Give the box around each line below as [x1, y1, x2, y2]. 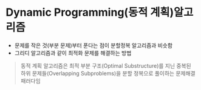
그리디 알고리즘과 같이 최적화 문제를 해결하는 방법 [14, 49, 132, 56]
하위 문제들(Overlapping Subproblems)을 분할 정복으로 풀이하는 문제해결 [20, 69, 196, 77]
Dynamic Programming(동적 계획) [5, 5, 174, 19]
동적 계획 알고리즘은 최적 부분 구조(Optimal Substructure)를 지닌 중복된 [20, 62, 192, 69]
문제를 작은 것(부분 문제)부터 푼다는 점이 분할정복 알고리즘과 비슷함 [14, 42, 173, 49]
